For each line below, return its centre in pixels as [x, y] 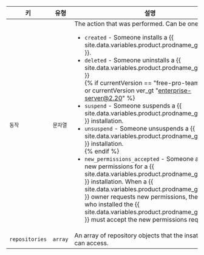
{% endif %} [102, 151]
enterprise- [175, 90]
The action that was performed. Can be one [136, 24]
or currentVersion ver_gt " [121, 90]
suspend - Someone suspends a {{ [133, 106]
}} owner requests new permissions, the [141, 197]
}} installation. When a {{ [119, 182]
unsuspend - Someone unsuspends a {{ [140, 128]
